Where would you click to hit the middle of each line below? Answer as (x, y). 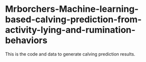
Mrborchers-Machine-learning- (72, 9)
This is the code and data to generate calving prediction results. (70, 54)
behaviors (26, 41)
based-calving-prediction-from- (73, 19)
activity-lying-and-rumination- (70, 30)
